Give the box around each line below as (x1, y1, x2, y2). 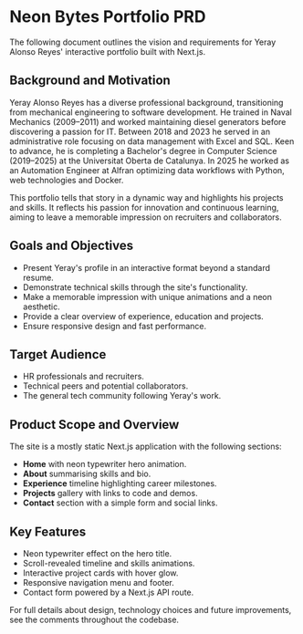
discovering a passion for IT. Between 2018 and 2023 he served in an (9, 126, 271, 137)
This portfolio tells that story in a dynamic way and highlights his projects (9, 192, 285, 203)
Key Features (9, 524, 87, 539)
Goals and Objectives (9, 238, 134, 254)
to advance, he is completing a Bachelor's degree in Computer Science (9, 145, 277, 156)
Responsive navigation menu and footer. (22, 577, 175, 587)
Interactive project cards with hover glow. (22, 567, 179, 578)
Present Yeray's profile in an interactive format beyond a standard (22, 262, 271, 273)
